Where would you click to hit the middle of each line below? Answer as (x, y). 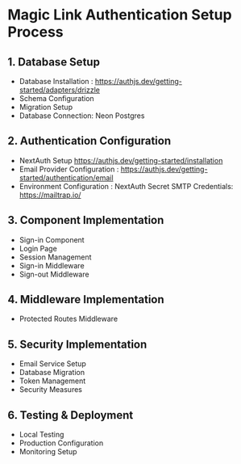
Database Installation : (56, 81)
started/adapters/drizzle (59, 90)
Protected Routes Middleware (69, 319)
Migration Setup (46, 107)
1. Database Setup (54, 62)
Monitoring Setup (48, 452)
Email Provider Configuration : (69, 169)
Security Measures (50, 390)
